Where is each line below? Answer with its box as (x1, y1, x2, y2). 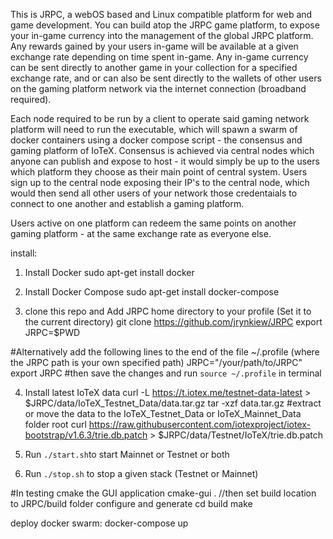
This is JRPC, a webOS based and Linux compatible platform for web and (10, 9, 313, 20)
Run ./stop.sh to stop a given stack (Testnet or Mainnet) (24, 468, 259, 479)
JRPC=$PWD (24, 327, 81, 338)
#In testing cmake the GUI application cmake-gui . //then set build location (10, 487, 317, 499)
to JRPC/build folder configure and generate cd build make (10, 498, 253, 509)
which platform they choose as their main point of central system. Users (10, 166, 308, 178)
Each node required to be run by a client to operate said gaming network (10, 113, 310, 124)
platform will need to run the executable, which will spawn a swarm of (10, 124, 298, 135)
